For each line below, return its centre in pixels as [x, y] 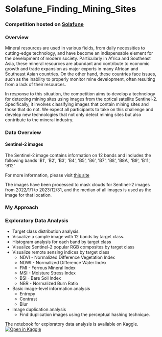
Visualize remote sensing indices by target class [61, 252]
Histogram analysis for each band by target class [62, 242]
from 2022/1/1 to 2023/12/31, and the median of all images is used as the [78, 190]
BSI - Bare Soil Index [40, 278]
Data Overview [23, 133]
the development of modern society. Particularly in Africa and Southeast [78, 58]
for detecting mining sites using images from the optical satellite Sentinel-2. [81, 99]
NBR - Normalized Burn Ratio [49, 283]
